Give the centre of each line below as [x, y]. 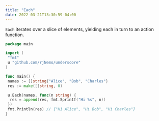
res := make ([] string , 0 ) [35, 86]
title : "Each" [20, 10]
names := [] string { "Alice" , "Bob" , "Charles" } [58, 81]
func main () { [20, 76]
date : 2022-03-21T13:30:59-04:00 [41, 15]
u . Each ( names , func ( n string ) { [42, 95]
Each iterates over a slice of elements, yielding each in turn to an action [79, 29]
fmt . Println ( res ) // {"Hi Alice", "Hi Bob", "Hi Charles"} [72, 109]
